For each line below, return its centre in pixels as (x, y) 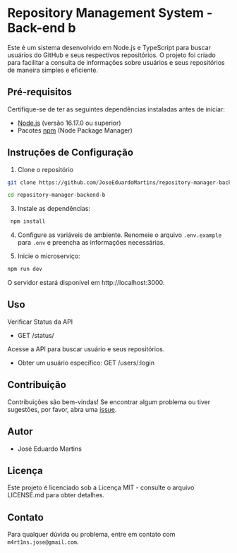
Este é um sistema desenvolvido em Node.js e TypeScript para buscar (109, 47)
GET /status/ (36, 335)
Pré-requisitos (40, 92)
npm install (28, 221)
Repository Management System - (110, 13)
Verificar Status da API (40, 322)
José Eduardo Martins (50, 449)
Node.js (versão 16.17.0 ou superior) (69, 123)
